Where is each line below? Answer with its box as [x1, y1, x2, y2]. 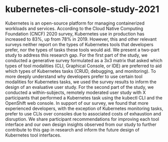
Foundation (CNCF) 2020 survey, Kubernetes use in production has [5, 31, 144, 37]
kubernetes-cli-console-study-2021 [5, 4, 159, 15]
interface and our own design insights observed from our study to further [5, 121, 157, 127]
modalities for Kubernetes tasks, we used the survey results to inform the [5, 79, 157, 85]
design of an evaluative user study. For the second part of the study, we [5, 84, 154, 90]
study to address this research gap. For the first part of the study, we [5, 52, 148, 58]
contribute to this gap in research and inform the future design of [5, 126, 139, 132]
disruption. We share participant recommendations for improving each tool [5, 116, 159, 122]
